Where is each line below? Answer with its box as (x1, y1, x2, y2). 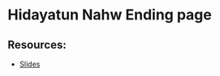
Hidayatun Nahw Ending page (7, 6, 212, 24)
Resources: (7, 38, 67, 52)
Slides (19, 59, 41, 69)
